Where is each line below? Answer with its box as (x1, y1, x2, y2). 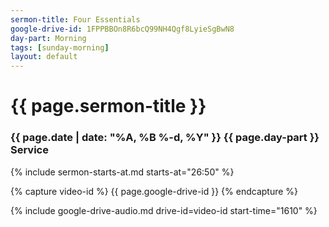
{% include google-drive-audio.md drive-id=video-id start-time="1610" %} (10, 204, 318, 216)
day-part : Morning (10, 33, 87, 43)
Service (10, 143, 49, 157)
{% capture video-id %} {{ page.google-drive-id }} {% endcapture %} (10, 185, 299, 197)
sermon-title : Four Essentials (10, 14, 141, 25)
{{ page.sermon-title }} (10, 95, 207, 118)
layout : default (10, 52, 78, 62)
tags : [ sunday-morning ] (10, 42, 110, 53)
